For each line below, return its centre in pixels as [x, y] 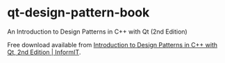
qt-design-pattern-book [78, 13]
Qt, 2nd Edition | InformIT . [44, 52]
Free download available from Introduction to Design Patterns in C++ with [112, 45]
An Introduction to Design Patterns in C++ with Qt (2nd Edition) [97, 32]
